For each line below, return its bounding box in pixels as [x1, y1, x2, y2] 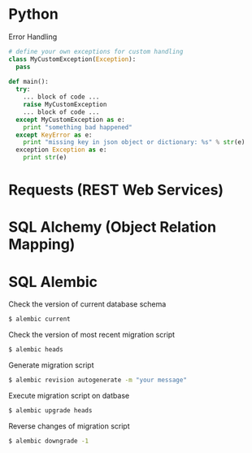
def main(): [8, 78, 49, 86]
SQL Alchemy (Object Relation [8, 218, 217, 237]
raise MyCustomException [23, 101, 107, 109]
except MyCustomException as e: [15, 115, 126, 124]
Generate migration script [8, 360, 94, 370]
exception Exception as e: [15, 146, 107, 155]
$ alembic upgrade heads [8, 407, 93, 415]
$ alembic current [8, 315, 71, 324]
